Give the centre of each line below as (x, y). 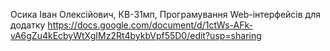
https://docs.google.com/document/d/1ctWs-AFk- (150, 25)
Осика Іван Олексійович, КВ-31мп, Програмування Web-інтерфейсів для (165, 14)
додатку (28, 25)
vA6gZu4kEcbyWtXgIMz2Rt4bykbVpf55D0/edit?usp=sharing (136, 35)
